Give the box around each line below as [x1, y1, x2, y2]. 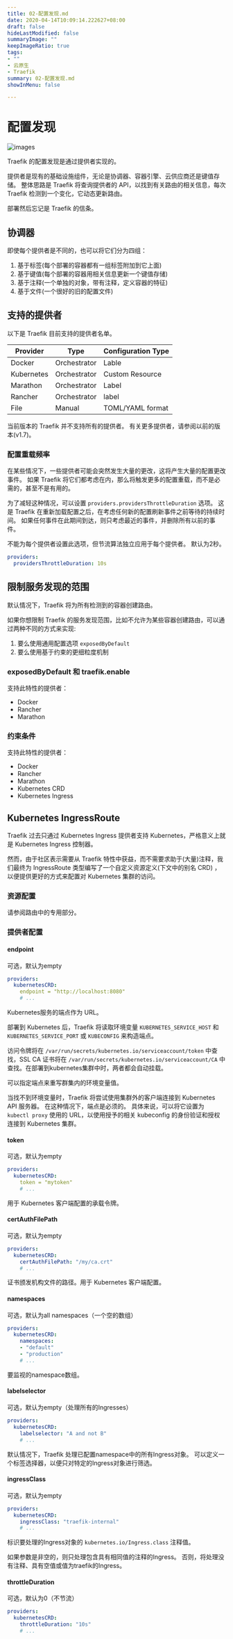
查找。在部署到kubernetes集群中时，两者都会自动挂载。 [7, 1064, 168, 1072]
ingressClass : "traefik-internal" [19, 1518, 119, 1525]
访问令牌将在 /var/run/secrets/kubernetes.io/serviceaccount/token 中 [7, 1047, 212, 1054]
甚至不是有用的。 [25, 484, 74, 492]
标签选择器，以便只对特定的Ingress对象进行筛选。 [12, 1458, 156, 1467]
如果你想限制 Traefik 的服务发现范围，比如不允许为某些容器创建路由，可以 [7, 615, 219, 624]
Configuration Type [103, 346, 170, 355]
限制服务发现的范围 [7, 581, 89, 593]
